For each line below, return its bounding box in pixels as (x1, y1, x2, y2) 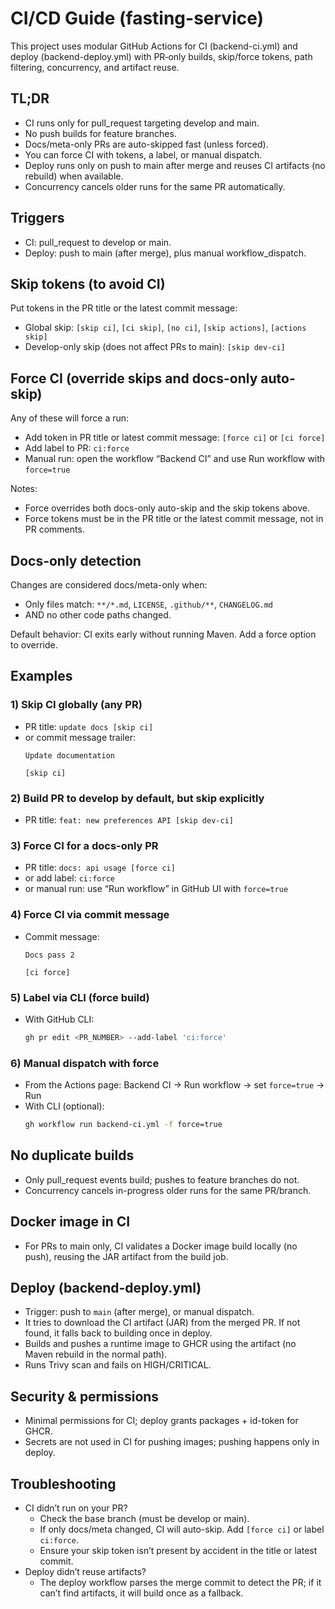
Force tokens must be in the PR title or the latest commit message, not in (24, 513, 324, 525)
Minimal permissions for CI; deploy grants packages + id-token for (24, 1415, 299, 1427)
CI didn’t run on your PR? (24, 1502, 128, 1514)
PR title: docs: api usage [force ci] (24, 862, 176, 874)
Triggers (10, 210, 65, 227)
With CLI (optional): (24, 1100, 105, 1112)
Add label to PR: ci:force (24, 442, 130, 454)
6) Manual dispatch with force (10, 1056, 160, 1070)
